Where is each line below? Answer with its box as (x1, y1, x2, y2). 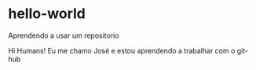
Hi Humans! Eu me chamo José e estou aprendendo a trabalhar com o (8, 46, 236, 55)
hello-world (8, 5, 86, 23)
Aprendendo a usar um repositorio (8, 31, 119, 40)
